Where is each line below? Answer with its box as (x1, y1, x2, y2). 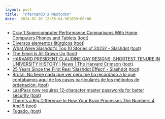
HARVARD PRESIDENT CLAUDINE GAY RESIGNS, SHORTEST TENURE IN (12, 56, 160, 62)
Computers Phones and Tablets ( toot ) (12, 35, 89, 41)
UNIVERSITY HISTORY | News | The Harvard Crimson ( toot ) (12, 61, 133, 67)
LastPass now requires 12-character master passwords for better (12, 87, 144, 93)
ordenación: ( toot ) (12, 82, 49, 88)
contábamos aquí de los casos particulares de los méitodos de (12, 77, 140, 83)
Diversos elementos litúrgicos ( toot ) (12, 40, 85, 46)
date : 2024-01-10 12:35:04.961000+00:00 (5, 16, 92, 21)
